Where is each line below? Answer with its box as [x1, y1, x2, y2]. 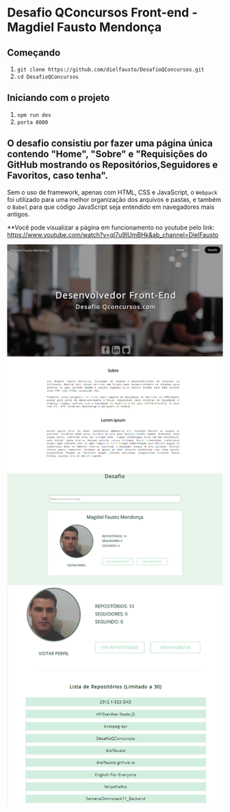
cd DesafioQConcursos [16, 74, 79, 80]
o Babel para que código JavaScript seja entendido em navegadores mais [7, 203, 214, 211]
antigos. [7, 210, 30, 218]
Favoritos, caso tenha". [7, 170, 108, 181]
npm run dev [16, 111, 51, 118]
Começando [7, 47, 61, 58]
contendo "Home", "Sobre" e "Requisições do [7, 148, 208, 160]
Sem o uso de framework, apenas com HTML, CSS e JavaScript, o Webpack [7, 188, 218, 196]
